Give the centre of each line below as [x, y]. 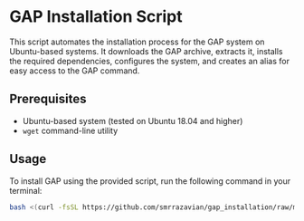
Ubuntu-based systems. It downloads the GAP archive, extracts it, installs [146, 51]
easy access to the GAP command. [75, 71]
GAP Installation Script [96, 17]
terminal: [26, 190]
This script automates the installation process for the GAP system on [137, 42]
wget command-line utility [70, 130]
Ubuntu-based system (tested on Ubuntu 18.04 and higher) [133, 120]
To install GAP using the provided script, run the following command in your [150, 181]
